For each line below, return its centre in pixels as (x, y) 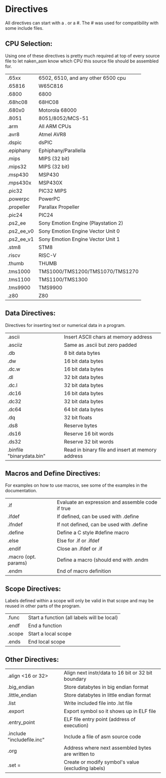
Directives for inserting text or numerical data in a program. (65, 325)
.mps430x (20, 183)
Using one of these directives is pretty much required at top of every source (83, 56)
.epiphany (19, 150)
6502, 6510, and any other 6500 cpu (82, 78)
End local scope (46, 642)
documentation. (21, 491)
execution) (76, 725)
